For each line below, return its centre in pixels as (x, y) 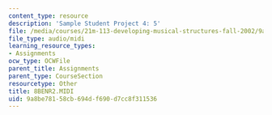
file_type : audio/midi (47, 38)
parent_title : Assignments (54, 69)
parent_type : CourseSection (56, 76)
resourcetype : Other (43, 83)
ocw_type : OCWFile (39, 62)
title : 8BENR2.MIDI (41, 91)
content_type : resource (49, 16)
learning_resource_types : (52, 46)
